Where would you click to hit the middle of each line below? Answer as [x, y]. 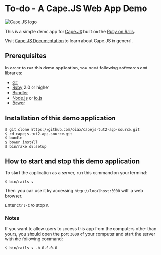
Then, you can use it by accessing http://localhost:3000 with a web [74, 191]
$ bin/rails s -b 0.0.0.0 [31, 248]
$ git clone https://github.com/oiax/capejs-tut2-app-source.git [72, 129]
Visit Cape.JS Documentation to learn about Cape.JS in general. [69, 41]
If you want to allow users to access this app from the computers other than [81, 228]
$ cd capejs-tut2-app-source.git [39, 134]
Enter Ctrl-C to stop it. [27, 205]
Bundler [20, 92]
